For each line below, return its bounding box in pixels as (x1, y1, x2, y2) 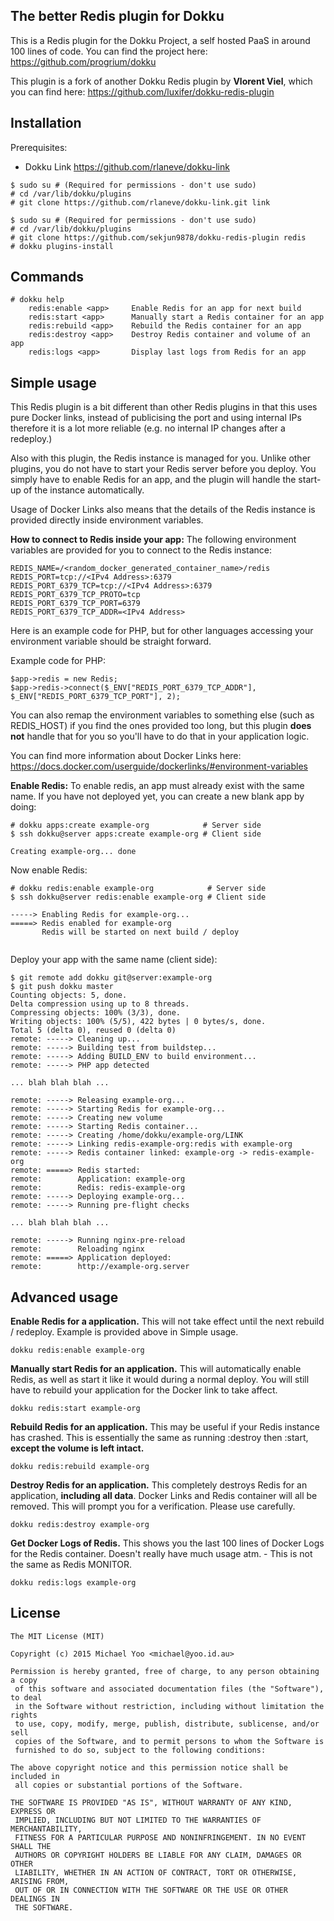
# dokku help (10, 295, 65, 305)
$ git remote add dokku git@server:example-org (10, 973, 213, 983)
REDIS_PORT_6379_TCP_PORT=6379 (10, 599, 141, 609)
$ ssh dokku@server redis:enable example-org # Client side (10, 892, 267, 903)
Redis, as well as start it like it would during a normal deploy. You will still (10, 1374, 310, 1386)
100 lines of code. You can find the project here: (10, 45, 208, 57)
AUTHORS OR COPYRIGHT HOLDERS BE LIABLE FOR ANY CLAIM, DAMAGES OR (14, 1850, 302, 1860)
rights (10, 1710, 38, 1720)
